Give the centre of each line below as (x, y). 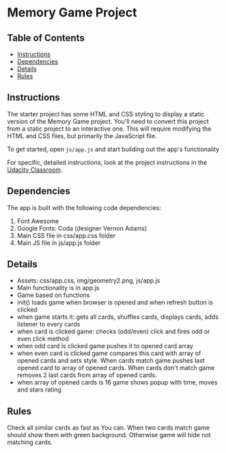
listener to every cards (48, 324)
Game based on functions (53, 295)
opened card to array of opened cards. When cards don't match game (116, 368)
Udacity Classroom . (35, 170)
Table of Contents (46, 38)
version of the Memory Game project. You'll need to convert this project (108, 121)
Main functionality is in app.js (58, 288)
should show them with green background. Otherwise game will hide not (109, 435)
